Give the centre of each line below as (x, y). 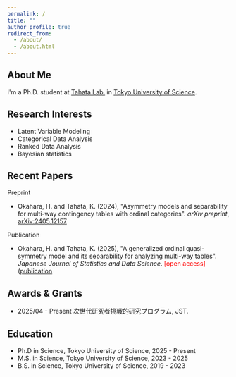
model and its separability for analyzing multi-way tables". (132, 256)
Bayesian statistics (44, 154)
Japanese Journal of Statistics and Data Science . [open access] (111, 264)
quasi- (195, 249)
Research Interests (50, 115)
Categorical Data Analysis (55, 139)
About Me (29, 75)
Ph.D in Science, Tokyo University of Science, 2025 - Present (106, 351)
